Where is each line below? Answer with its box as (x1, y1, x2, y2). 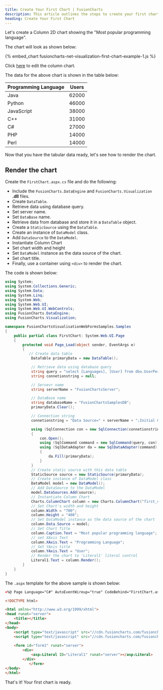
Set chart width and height (12, 245, 65, 251)
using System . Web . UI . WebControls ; (5, 307, 75, 311)
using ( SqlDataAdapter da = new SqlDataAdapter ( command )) (39, 445, 160, 450)
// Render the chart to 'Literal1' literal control (31, 553, 138, 558)
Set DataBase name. (12, 214, 51, 220)
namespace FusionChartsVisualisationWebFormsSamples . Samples (5, 324, 131, 329)
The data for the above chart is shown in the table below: (5, 72, 119, 78)
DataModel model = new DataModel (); (31, 481, 105, 486)
